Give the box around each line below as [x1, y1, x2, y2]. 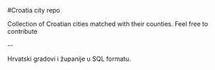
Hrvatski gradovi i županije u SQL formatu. [7, 54, 131, 63]
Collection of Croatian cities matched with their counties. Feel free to [7, 20, 209, 28]
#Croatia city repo [7, 6, 60, 14]
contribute [7, 28, 38, 35]
